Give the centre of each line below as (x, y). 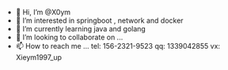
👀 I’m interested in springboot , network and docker (99, 20)
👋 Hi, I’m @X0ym (43, 12)
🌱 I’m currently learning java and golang (81, 29)
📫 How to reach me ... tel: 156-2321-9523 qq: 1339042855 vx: (118, 46)
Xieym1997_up (38, 57)
